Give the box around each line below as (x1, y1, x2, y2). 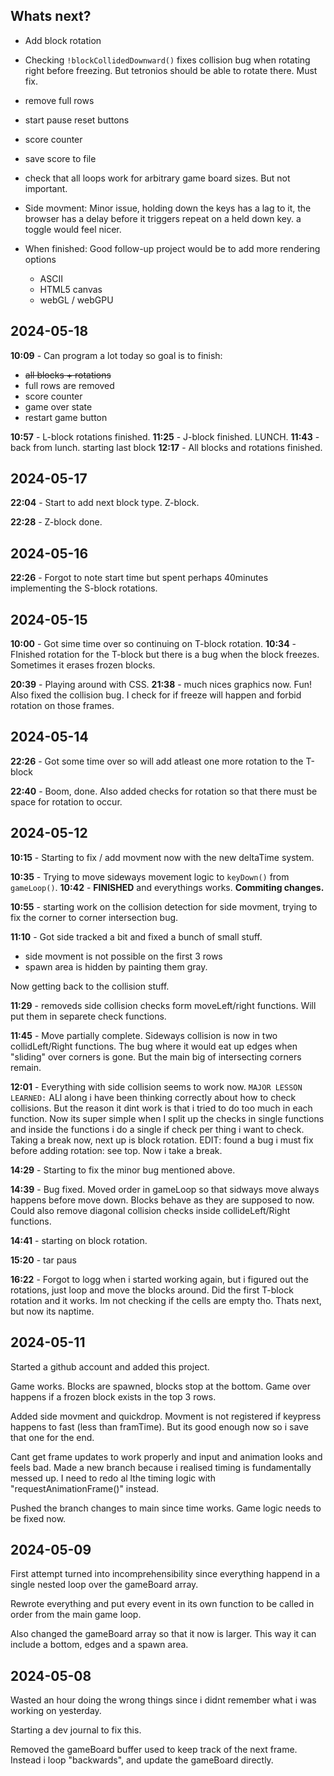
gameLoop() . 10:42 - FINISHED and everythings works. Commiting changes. (10, 881, 325, 893)
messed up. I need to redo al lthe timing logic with (10, 1472, 216, 1484)
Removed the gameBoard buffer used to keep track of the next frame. (10, 1744, 298, 1756)
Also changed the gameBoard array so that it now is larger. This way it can (10, 1628, 317, 1640)
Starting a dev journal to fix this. (10, 1724, 142, 1736)
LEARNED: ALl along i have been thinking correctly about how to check (10, 1091, 297, 1103)
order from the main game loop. (10, 1609, 142, 1621)
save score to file (24, 152, 97, 164)
